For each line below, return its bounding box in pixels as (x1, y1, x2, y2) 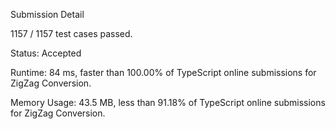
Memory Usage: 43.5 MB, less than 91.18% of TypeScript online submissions (10, 97, 326, 108)
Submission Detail (10, 9, 85, 20)
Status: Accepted (10, 47, 82, 59)
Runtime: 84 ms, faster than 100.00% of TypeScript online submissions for (10, 67, 317, 78)
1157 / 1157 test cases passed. (10, 28, 133, 39)
